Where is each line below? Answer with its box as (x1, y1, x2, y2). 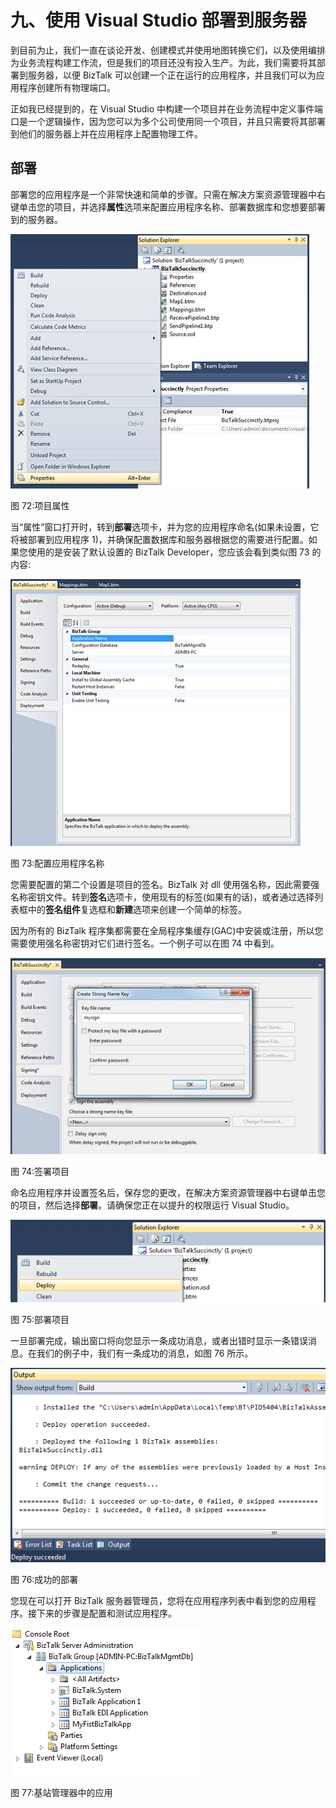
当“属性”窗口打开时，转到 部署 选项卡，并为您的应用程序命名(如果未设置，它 (10, 521, 320, 533)
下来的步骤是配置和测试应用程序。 (36, 1607, 177, 1620)
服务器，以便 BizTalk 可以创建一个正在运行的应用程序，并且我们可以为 (27, 69, 317, 81)
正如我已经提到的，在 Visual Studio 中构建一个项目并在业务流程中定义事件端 (10, 102, 323, 115)
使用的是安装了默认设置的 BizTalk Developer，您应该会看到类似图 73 (27, 546, 310, 558)
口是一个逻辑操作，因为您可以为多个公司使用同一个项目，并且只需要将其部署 (10, 115, 326, 127)
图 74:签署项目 (10, 1166, 70, 1178)
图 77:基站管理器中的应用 (10, 1787, 113, 1799)
